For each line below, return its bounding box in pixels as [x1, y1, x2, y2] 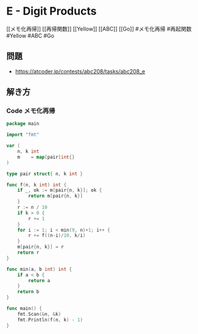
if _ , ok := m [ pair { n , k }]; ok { [17, 187, 102, 193]
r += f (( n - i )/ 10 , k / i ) [28, 232, 86, 238]
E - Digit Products [6, 4, 97, 18]
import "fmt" [6, 132, 40, 138]
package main [6, 120, 40, 127]
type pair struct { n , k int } [6, 170, 83, 177]
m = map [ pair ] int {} [17, 154, 75, 160]
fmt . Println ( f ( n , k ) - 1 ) [17, 316, 83, 323]
